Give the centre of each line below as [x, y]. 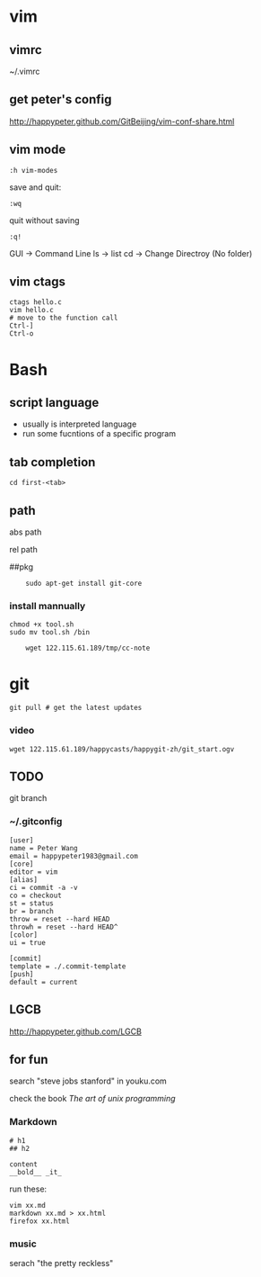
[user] [22, 840]
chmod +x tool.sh [42, 625]
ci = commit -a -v [43, 887]
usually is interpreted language [79, 424]
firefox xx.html [39, 1221]
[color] [24, 935]
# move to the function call [64, 318]
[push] [22, 974]
